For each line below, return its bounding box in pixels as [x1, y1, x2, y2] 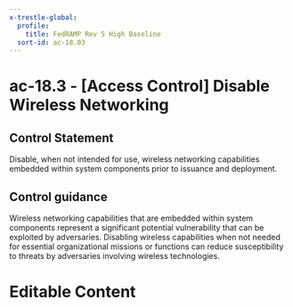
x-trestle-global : [9, 12, 77, 22]
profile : [17, 21, 50, 30]
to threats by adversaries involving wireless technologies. [9, 251, 220, 262]
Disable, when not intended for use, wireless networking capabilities [9, 154, 260, 165]
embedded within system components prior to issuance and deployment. [9, 164, 278, 174]
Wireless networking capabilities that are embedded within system [9, 213, 254, 223]
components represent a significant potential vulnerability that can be [9, 222, 265, 233]
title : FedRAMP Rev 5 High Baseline [25, 29, 162, 38]
